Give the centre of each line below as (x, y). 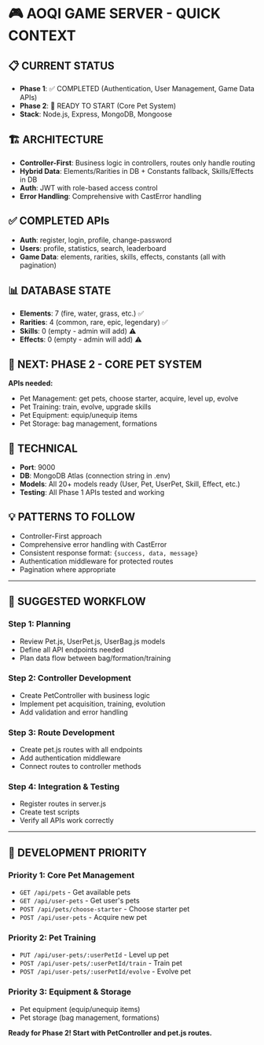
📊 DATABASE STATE (60, 291)
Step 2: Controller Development (70, 678)
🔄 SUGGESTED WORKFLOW (77, 602)
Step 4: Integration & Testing (64, 787)
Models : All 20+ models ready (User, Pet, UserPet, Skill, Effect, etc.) (130, 484)
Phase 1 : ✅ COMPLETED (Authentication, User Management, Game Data (137, 89)
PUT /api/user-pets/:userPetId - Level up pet (94, 955)
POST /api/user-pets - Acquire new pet (83, 918)
